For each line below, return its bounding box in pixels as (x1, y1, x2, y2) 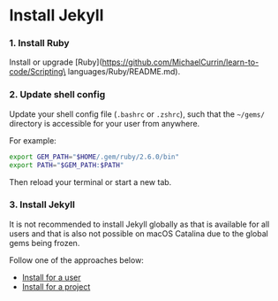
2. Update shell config (9, 89, 106, 101)
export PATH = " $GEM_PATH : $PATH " (9, 160, 124, 169)
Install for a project (21, 281, 91, 292)
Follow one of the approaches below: (9, 254, 144, 266)
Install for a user (21, 272, 81, 282)
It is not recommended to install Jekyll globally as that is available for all (9, 219, 270, 229)
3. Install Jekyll (9, 198, 75, 211)
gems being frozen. (9, 237, 80, 248)
